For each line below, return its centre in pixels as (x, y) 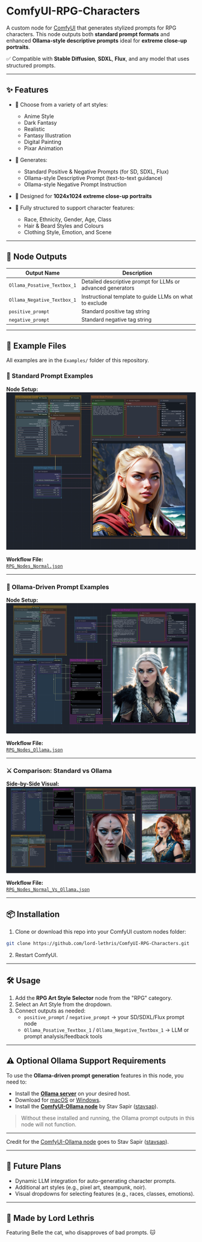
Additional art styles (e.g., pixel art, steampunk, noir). (81, 1187)
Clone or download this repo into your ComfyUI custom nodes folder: (100, 932)
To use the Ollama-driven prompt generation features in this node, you (95, 1075)
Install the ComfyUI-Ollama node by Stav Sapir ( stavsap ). (86, 1106)
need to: (17, 1082)
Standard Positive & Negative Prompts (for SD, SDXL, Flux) (96, 171)
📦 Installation (33, 914)
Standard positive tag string (115, 311)
